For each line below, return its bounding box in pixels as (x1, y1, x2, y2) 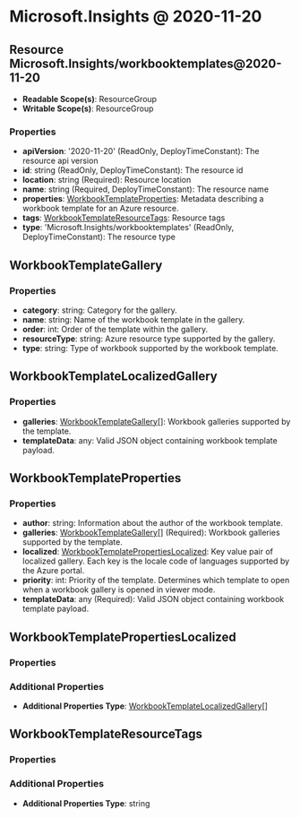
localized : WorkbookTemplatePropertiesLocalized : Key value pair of (21, 547, 274, 557)
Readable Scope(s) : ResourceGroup (21, 94, 158, 104)
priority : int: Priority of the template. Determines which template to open (21, 575, 290, 586)
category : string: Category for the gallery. (21, 305, 177, 315)
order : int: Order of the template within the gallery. (21, 323, 209, 334)
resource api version (21, 155, 99, 167)
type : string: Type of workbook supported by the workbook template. (21, 342, 279, 353)
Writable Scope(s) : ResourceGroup (21, 103, 154, 114)
